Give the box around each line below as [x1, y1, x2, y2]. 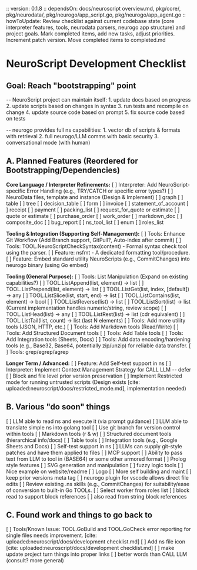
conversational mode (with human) [6, 139, 91, 146]
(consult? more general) [6, 557, 65, 564]
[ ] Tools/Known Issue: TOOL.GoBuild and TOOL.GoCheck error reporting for [6, 526, 191, 533]
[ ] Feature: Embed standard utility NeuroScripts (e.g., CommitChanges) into [6, 255, 190, 262]
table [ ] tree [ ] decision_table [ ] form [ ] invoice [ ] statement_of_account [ [6, 200, 189, 207]
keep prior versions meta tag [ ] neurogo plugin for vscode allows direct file [6, 474, 189, 481]
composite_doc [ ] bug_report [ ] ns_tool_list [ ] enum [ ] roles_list [6, 219, 164, 226]
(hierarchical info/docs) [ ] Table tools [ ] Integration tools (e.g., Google [6, 437, 178, 444]
